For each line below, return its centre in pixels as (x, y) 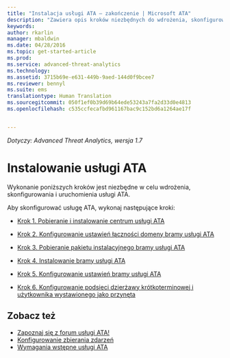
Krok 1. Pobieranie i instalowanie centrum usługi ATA (91, 220)
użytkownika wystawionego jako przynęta (76, 294)
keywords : (21, 26)
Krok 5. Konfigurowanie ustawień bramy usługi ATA (89, 274)
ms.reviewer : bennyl (37, 84)
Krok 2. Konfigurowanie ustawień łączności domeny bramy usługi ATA (115, 234)
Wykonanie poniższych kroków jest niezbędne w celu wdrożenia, (99, 187)
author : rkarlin (30, 33)
